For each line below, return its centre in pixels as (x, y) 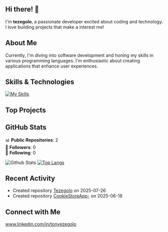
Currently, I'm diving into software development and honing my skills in (79, 55)
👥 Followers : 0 (21, 147)
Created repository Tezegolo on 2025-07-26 (59, 190)
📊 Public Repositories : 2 (32, 140)
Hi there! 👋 (22, 9)
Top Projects (26, 110)
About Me (21, 43)
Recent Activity (30, 178)
